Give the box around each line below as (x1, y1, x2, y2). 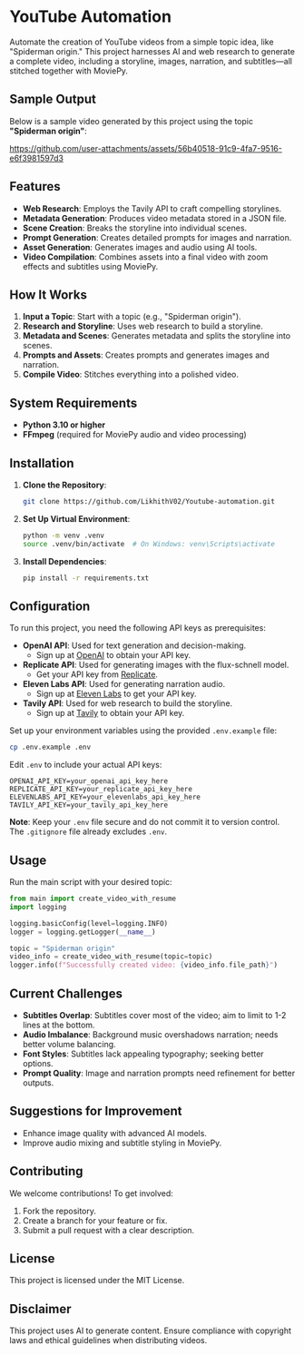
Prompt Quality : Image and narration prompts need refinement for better (22, 1067, 296, 1078)
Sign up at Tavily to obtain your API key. (35, 708, 185, 719)
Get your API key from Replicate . (35, 669, 159, 680)
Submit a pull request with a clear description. (22, 1224, 195, 1235)
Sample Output (9, 92, 97, 107)
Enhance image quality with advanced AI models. (22, 1127, 207, 1138)
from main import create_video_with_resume (9, 894, 177, 903)
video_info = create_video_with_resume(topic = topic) (9, 952, 213, 961)
